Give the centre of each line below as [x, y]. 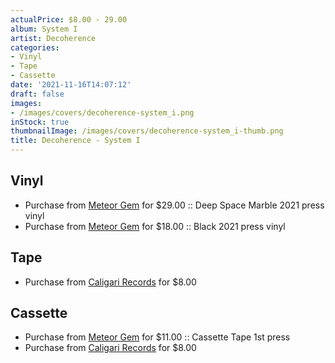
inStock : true [40, 122]
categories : [35, 47]
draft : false [37, 94]
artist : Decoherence [53, 38]
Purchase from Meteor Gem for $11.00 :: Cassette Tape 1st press [157, 337]
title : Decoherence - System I [75, 141]
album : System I [44, 29]
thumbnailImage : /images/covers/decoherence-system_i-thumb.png [147, 131]
